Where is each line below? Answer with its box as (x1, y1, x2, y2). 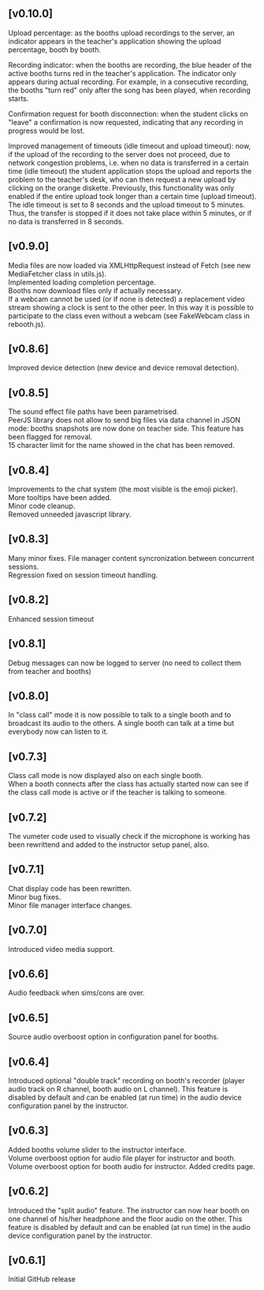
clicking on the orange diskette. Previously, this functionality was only (8, 182, 235, 193)
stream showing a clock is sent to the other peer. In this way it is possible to (8, 303, 254, 312)
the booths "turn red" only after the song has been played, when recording (8, 85, 251, 95)
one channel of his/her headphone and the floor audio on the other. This (8, 1213, 243, 1224)
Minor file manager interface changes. (8, 901, 132, 910)
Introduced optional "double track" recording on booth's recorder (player (8, 1076, 245, 1085)
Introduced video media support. (8, 944, 115, 953)
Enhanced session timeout (8, 614, 95, 623)
